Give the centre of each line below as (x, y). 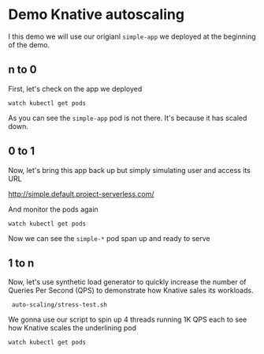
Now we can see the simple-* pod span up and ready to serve (109, 238)
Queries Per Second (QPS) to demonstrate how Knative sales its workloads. (131, 291)
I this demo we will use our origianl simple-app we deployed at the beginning (132, 36)
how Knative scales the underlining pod (72, 328)
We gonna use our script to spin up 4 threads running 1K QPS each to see (128, 320)
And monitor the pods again (53, 209)
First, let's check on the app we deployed (75, 88)
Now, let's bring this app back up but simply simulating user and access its (129, 170)
